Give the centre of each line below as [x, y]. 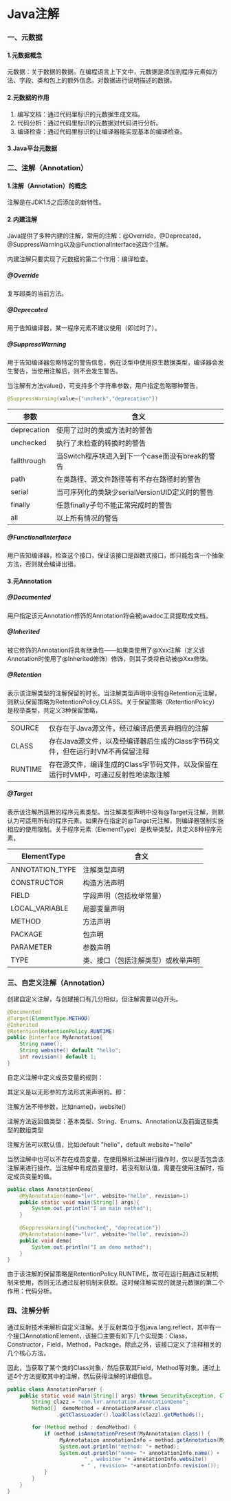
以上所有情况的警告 [87, 518]
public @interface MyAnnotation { [55, 1038]
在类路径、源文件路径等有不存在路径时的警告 [129, 480]
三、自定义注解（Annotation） [58, 983]
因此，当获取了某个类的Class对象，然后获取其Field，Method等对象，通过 [111, 1367]
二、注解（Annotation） [47, 168]
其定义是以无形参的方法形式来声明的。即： [67, 1092]
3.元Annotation [30, 581]
